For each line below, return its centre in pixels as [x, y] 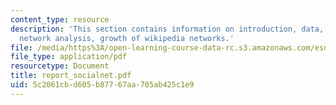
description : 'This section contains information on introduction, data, [167, 29]
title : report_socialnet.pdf [71, 76]
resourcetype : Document [60, 66]
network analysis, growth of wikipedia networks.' [127, 38]
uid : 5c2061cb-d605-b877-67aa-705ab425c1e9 [102, 85]
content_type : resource [60, 19]
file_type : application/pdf [69, 57]
